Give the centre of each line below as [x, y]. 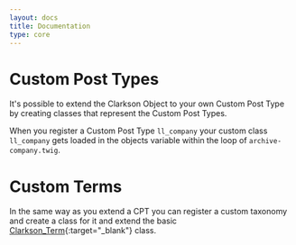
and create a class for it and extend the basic [93, 221]
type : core [30, 34]
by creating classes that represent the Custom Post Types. [118, 113]
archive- [265, 141]
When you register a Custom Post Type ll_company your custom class [139, 131]
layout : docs [34, 18]
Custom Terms [66, 186]
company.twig [34, 151]
